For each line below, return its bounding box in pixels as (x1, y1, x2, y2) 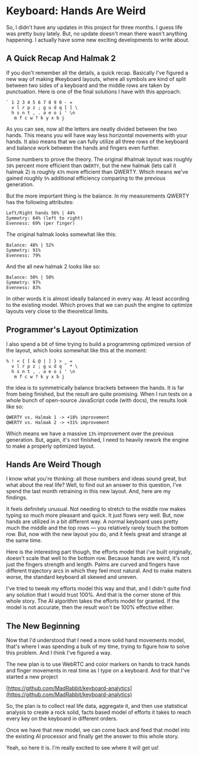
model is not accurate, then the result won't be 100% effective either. (6, 604, 174, 611)
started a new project (6, 673, 59, 681)
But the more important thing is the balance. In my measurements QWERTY (6, 192, 190, 199)
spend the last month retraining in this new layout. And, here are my (6, 488, 171, 495)
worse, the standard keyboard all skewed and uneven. (6, 574, 138, 581)
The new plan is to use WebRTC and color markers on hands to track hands (6, 661, 190, 668)
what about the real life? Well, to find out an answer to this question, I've (6, 481, 182, 489)
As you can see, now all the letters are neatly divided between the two (6, 125, 177, 132)
